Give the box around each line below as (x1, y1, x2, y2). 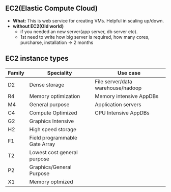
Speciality (47, 69, 72, 76)
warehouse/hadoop (95, 84, 142, 91)
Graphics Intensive (29, 117, 74, 125)
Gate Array (29, 140, 55, 148)
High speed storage (29, 126, 77, 133)
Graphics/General (29, 163, 72, 171)
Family (8, 69, 24, 76)
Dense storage (29, 81, 65, 88)
